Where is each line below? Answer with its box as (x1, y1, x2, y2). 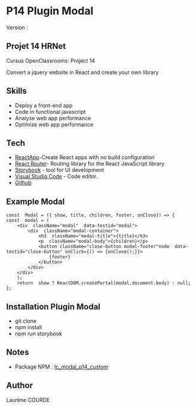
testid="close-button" (6, 249, 63, 255)
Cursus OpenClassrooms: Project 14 (6, 57, 96, 64)
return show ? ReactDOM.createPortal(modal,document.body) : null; (17, 280, 191, 286)
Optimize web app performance (14, 120, 94, 128)
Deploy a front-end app (14, 101, 73, 109)
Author (6, 381, 33, 391)
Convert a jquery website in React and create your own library (6, 69, 159, 76)
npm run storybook (14, 330, 63, 337)
